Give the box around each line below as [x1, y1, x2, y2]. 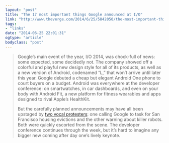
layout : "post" [5, 7, 37, 12]
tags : [5, 21, 17, 26]
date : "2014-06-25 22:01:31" [5, 30, 66, 35]
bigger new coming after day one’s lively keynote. [17, 132, 121, 138]
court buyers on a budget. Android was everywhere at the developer [17, 80, 160, 86]
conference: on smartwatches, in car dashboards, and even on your [17, 85, 158, 91]
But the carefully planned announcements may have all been [17, 105, 143, 111]
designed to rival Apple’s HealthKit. [17, 96, 91, 102]
